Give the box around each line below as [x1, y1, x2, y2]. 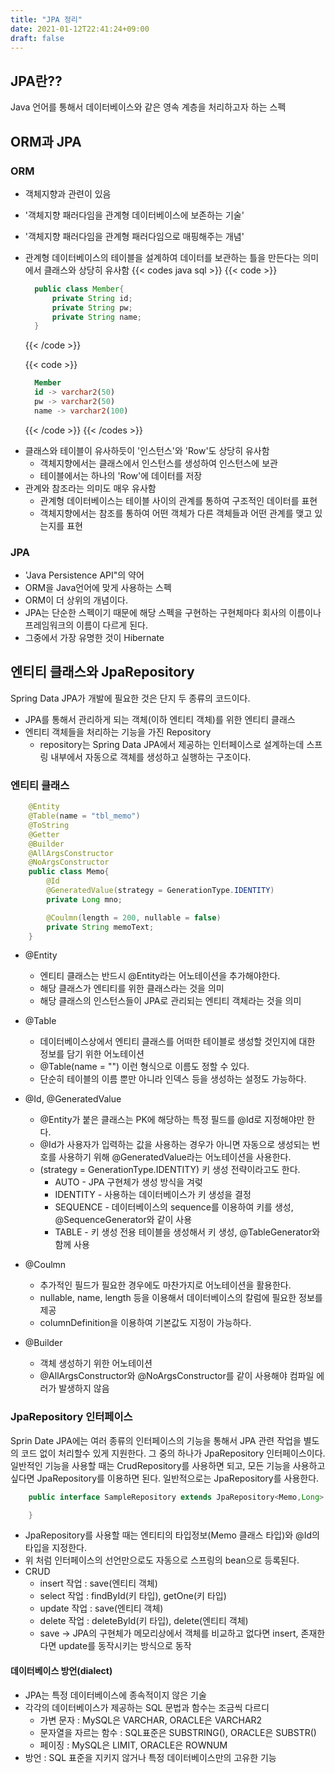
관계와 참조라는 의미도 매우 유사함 [24, 482, 157, 494]
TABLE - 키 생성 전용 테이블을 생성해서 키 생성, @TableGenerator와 [54, 1226, 321, 1238]
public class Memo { [28, 867, 110, 877]
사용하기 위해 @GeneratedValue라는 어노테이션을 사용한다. [58, 1151, 292, 1163]
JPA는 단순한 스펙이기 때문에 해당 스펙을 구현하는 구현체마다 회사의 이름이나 [24, 607, 322, 619]
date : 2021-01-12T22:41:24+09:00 [10, 24, 150, 34]
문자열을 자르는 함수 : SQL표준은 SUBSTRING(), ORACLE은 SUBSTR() [39, 1726, 317, 1738]
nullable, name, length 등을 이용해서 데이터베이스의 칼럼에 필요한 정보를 [39, 1292, 323, 1304]
